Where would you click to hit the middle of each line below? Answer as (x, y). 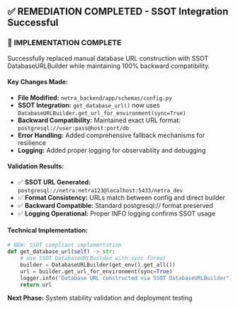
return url (36, 285)
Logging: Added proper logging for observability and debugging (112, 150)
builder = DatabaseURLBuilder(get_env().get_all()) (98, 264)
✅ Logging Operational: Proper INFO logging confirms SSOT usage (117, 214)
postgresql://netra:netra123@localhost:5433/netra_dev (100, 191)
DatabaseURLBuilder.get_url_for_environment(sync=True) (102, 113)
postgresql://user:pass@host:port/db (73, 128)
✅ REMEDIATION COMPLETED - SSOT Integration (118, 12)
